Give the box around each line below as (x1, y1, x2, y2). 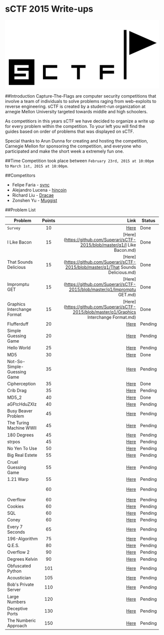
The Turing (7, 420, 29, 426)
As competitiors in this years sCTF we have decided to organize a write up (5, 118, 155, 124)
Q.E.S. (7, 543, 20, 549)
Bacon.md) (114, 247, 136, 253)
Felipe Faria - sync (12, 182, 50, 187)
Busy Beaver (7, 408, 33, 414)
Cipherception (7, 381, 36, 387)
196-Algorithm (7, 535, 38, 541)
